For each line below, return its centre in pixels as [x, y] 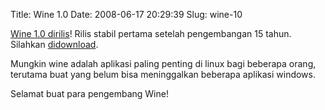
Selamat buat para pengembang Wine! [89, 93]
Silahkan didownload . [54, 44]
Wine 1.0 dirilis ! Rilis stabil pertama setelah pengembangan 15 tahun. [151, 33]
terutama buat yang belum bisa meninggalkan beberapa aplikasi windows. [163, 74]
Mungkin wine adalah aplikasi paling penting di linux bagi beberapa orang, [163, 63]
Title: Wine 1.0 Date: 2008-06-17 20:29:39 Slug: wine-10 [126, 14]
